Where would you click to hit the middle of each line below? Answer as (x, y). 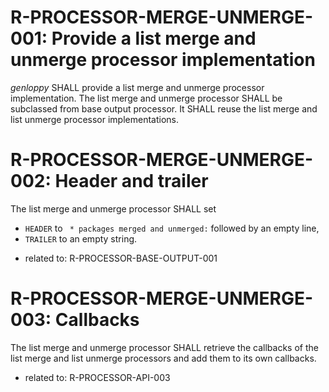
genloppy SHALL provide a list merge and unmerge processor (137, 87)
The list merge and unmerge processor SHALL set (113, 208)
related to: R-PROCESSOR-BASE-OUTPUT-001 (121, 258)
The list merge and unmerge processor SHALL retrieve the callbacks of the (164, 347)
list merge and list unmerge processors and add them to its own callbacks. (163, 358)
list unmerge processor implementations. (94, 119)
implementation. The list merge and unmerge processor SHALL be (146, 98)
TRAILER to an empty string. (81, 238)
